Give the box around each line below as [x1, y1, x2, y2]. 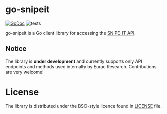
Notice [5, 44, 27, 53]
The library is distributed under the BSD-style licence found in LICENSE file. [5, 103, 162, 109]
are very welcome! [5, 69, 44, 75]
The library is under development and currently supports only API [5, 58, 142, 64]
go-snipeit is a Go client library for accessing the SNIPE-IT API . [5, 30, 136, 36]
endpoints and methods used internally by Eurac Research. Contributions [5, 63, 157, 69]
